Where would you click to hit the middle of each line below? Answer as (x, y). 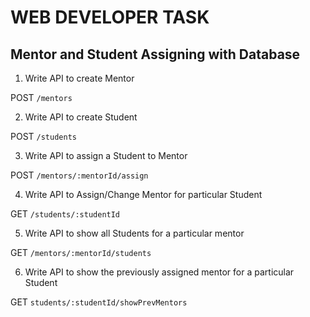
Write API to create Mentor (79, 78)
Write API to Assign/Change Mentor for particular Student (143, 194)
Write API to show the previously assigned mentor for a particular (159, 272)
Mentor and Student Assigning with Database (155, 54)
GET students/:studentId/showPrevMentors (99, 302)
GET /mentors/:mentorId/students (81, 252)
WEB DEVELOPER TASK (110, 17)
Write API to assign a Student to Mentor (106, 155)
